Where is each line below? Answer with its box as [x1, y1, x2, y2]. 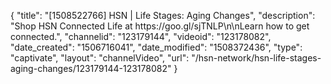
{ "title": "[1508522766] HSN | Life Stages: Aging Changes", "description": [10, 10, 316, 21]
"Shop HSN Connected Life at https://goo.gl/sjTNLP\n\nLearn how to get [10, 20, 310, 32]
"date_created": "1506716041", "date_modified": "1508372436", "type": [10, 41, 303, 53]
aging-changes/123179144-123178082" [10, 63, 172, 74]
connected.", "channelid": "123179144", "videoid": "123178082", [10, 31, 272, 42]
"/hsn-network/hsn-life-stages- [191, 52, 322, 64]
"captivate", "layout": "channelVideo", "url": [10, 52, 190, 64]
